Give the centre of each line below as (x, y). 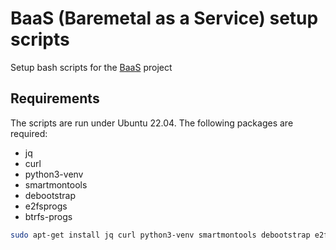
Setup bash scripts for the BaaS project (91, 67)
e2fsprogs (46, 206)
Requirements (55, 98)
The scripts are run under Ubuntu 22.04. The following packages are (152, 123)
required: (29, 133)
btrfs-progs (48, 216)
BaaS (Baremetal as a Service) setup (164, 18)
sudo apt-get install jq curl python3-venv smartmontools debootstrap (160, 235)
